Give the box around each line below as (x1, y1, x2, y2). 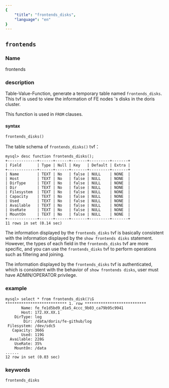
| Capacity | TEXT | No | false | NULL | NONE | (5, 194, 130, 199)
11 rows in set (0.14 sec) (5, 221, 62, 226)
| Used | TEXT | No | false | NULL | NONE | (5, 198, 130, 204)
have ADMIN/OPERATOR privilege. (5, 272, 78, 278)
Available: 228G (10, 337, 44, 342)
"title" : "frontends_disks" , (14, 12, 76, 17)
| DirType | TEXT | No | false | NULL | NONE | (5, 180, 130, 186)
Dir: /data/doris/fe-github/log (23, 319, 92, 324)
